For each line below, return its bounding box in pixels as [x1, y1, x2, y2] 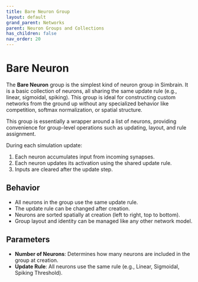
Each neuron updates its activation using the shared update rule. [14, 159, 173, 166]
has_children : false [6, 31, 57, 37]
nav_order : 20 [6, 36, 41, 42]
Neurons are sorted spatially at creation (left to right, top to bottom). [14, 211, 180, 218]
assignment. [6, 130, 37, 137]
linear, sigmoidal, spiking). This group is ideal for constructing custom [6, 93, 176, 101]
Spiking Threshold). [14, 269, 63, 276]
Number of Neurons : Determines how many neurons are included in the [14, 250, 190, 257]
